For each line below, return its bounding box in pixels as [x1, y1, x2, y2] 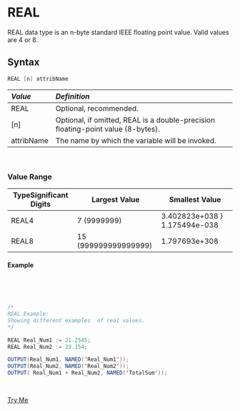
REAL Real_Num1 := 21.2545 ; [7, 337, 91, 344]
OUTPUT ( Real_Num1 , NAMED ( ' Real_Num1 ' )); [7, 356, 130, 363]
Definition [55, 91, 91, 101]
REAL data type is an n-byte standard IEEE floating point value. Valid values [7, 28, 230, 36]
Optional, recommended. [55, 103, 139, 113]
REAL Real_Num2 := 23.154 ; [7, 343, 88, 350]
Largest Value [91, 194, 140, 204]
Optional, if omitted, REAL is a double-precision [55, 115, 216, 125]
